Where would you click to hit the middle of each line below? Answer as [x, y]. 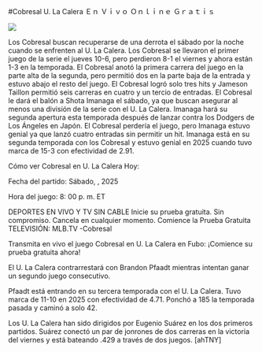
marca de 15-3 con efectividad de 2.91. [72, 151]
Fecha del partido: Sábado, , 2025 [63, 181]
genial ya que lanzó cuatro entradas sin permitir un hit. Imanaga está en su [129, 134]
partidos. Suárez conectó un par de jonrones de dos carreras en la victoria [129, 332]
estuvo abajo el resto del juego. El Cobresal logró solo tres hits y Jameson [128, 84]
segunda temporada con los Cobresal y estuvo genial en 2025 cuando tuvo [130, 143]
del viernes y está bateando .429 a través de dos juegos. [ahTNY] [115, 340]
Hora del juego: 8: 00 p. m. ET [57, 196]
